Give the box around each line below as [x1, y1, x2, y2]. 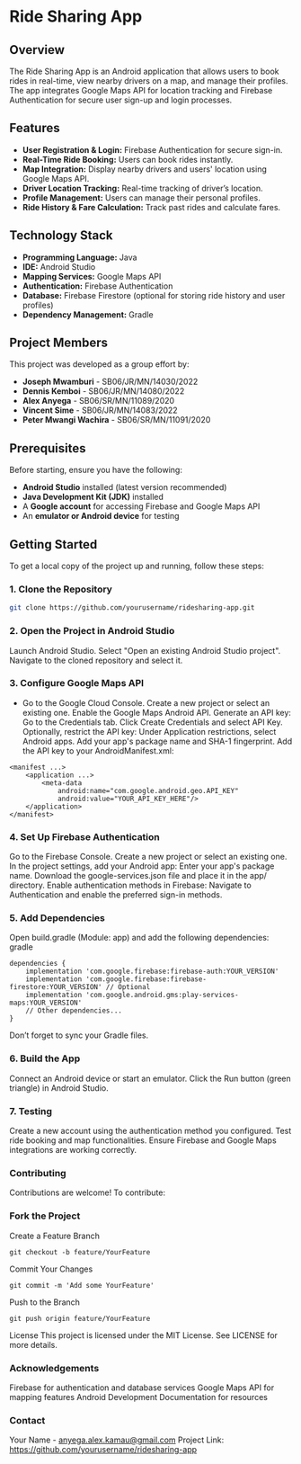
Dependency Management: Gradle [22, 308, 155, 320]
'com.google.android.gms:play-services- [85, 991, 240, 1000]
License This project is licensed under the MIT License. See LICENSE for [9, 1329, 279, 1341]
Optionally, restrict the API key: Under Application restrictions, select [22, 726, 277, 736]
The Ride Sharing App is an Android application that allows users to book [9, 66, 279, 76]
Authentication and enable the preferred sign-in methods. [9, 889, 223, 900]
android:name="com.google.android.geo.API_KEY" [57, 786, 240, 795]
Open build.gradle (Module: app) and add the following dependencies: [9, 933, 270, 943]
